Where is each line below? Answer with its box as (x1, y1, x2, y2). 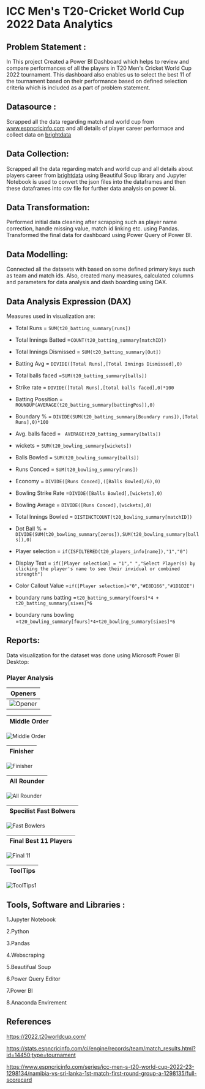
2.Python (6, 927, 29, 935)
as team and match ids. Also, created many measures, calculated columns (6, 272, 194, 279)
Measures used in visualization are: (6, 312, 95, 320)
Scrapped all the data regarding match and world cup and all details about (6, 165, 193, 172)
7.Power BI (6, 987, 33, 994)
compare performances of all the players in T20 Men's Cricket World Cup (6, 64, 192, 72)
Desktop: (6, 658, 29, 665)
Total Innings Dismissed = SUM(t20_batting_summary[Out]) (15, 348, 162, 356)
